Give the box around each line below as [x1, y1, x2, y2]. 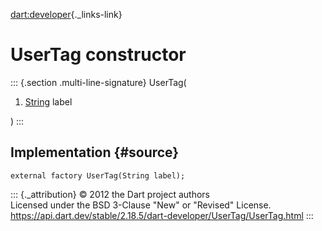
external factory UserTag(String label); [10, 170, 186, 181]
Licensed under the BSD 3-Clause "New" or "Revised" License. [10, 199, 272, 211]
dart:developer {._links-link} [10, 9, 123, 20]
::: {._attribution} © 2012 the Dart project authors [10, 188, 210, 200]
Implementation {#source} [10, 144, 180, 161]
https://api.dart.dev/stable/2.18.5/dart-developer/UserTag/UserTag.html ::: [10, 209, 314, 221]
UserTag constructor [10, 44, 187, 66]
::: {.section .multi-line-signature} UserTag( [10, 76, 187, 88]
